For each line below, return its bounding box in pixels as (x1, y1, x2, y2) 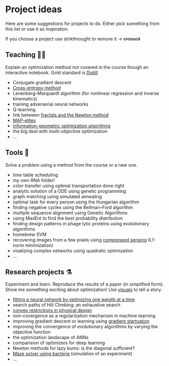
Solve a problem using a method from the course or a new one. (5, 162, 138, 168)
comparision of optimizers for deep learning (12, 340, 105, 346)
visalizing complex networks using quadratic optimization (12, 247, 133, 253)
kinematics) (12, 95, 37, 101)
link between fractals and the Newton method (12, 112, 109, 118)
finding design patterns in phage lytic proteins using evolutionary (12, 220, 149, 226)
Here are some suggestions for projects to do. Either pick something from (5, 20, 160, 27)
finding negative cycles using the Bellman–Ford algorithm (12, 204, 133, 210)
